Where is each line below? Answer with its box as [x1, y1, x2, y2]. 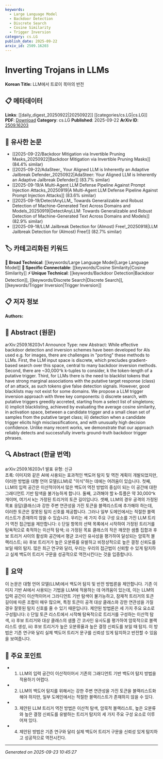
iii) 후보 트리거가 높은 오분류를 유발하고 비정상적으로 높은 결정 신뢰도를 [23, 539, 156, 545]
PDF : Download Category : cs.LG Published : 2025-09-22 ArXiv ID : [5, 117, 139, 123]
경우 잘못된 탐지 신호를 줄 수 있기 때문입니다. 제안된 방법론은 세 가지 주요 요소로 [5, 605, 155, 611]
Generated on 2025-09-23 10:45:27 [5, 749, 77, 755]
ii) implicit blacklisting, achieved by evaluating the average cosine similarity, [5, 404, 156, 409]
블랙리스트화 [132, 688, 156, 694]
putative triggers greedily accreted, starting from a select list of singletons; [5, 398, 155, 405]
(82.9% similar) [12, 218, 43, 224]
